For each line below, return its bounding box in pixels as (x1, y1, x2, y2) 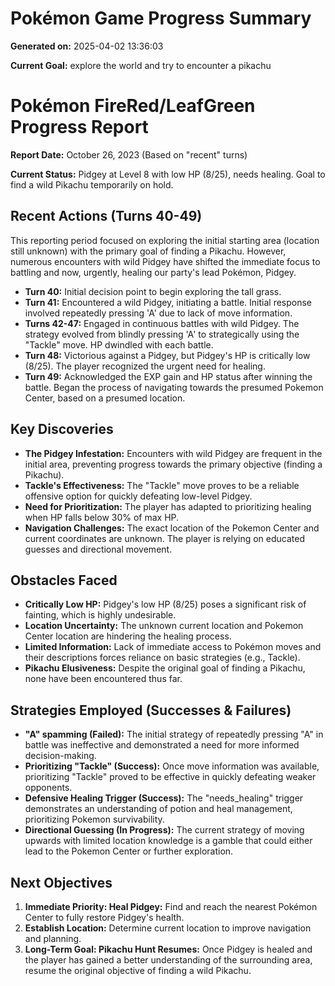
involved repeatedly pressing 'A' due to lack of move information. (24, 307, 293, 319)
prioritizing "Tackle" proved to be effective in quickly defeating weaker (24, 771, 317, 783)
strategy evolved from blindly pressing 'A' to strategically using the (24, 328, 300, 340)
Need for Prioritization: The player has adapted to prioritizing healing (24, 500, 312, 512)
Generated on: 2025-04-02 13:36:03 (10, 40, 164, 52)
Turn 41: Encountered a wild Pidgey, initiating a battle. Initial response (24, 296, 313, 308)
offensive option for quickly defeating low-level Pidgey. (24, 490, 253, 502)
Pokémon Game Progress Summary (10, 7, 312, 30)
